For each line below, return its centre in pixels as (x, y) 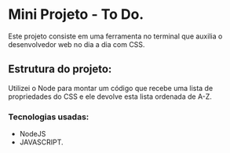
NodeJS (33, 134)
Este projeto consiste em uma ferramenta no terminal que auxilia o (115, 36)
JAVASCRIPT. (42, 142)
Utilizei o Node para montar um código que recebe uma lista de (111, 88)
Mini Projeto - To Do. (76, 15)
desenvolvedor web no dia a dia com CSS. (77, 44)
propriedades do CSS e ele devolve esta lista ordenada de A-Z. (110, 97)
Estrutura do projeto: (60, 69)
